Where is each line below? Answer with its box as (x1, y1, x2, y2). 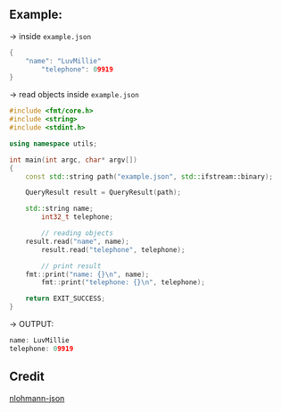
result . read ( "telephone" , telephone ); (41, 245, 186, 254)
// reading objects (41, 229, 114, 238)
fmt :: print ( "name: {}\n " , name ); (25, 270, 150, 279)
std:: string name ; (25, 205, 94, 214)
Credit (9, 369, 45, 384)
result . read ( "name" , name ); (25, 237, 129, 246)
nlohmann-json (9, 392, 65, 403)
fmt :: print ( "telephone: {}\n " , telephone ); (41, 278, 205, 287)
